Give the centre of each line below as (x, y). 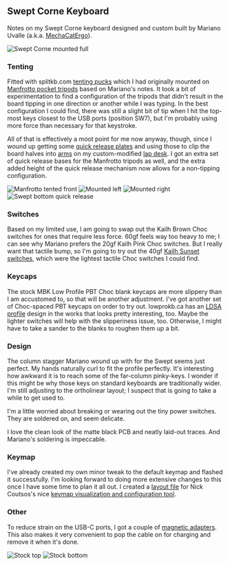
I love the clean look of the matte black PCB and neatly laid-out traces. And (114, 432)
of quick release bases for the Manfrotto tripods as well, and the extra (106, 161)
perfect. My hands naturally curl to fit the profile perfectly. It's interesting (111, 368)
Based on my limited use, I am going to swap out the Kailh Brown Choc (107, 229)
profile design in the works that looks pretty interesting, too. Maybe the (108, 313)
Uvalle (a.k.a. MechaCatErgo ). (50, 35)
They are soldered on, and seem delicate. (66, 418)
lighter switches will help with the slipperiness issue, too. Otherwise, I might (114, 321)
